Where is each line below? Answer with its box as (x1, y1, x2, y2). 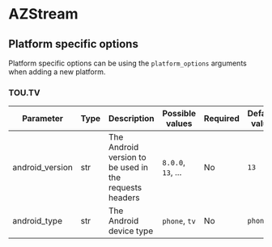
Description (108, 113, 155, 124)
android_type (12, 216, 63, 227)
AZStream (8, 5, 79, 23)
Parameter (21, 113, 63, 124)
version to (108, 152, 147, 163)
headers (108, 192, 140, 203)
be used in (108, 162, 148, 174)
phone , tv (162, 216, 196, 227)
